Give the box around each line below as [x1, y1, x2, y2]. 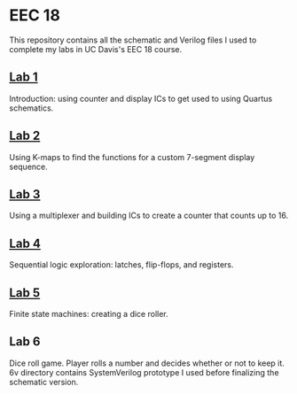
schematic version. [9, 376, 79, 387]
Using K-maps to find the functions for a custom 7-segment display [9, 151, 255, 162]
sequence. [9, 161, 49, 172]
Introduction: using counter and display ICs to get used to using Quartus [9, 93, 273, 104]
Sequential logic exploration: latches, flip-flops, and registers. [9, 259, 234, 270]
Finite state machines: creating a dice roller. [9, 309, 168, 319]
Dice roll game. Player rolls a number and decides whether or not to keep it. [9, 358, 285, 368]
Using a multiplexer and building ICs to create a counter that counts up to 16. [9, 210, 289, 221]
